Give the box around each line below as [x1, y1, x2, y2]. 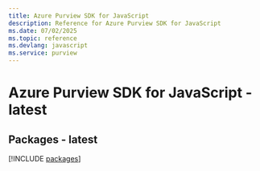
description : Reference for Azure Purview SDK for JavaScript [8, 19, 221, 27]
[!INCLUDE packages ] [8, 154, 81, 163]
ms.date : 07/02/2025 [8, 26, 78, 35]
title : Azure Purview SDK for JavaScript [8, 11, 150, 20]
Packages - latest [8, 132, 98, 146]
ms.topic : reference [8, 34, 78, 43]
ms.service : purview [8, 49, 78, 57]
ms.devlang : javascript [8, 42, 89, 50]
